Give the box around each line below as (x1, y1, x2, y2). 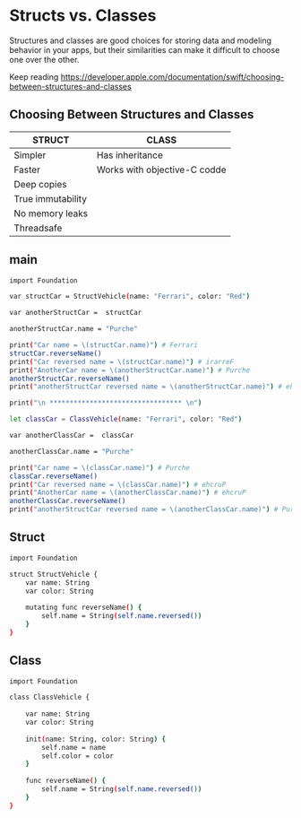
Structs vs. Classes (9, 5, 157, 26)
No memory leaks (13, 207, 89, 220)
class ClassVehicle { (9, 692, 90, 702)
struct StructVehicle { (9, 570, 99, 579)
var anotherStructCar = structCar (9, 309, 142, 318)
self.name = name (41, 743, 106, 752)
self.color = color (41, 751, 115, 761)
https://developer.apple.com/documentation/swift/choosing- (60, 71, 285, 82)
